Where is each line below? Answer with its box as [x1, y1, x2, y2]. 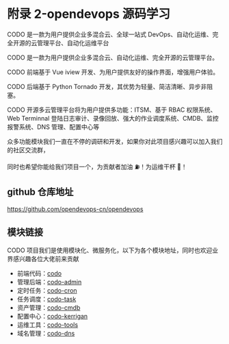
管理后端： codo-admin [16, 278, 82, 286]
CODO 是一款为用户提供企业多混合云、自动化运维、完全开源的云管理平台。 [7, 53, 219, 62]
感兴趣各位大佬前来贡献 [12, 254, 79, 262]
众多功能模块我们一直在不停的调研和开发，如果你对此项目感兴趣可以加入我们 [7, 137, 223, 145]
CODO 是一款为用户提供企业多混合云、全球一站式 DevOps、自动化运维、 [7, 30, 213, 38]
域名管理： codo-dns [16, 329, 75, 337]
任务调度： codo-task [16, 295, 77, 303]
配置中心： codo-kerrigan [16, 312, 88, 320]
